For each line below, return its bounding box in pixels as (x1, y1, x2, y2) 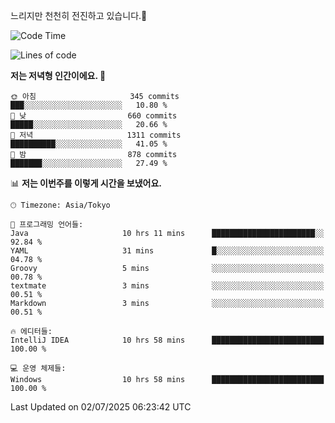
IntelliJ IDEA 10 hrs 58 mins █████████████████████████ (10, 335, 325, 345)
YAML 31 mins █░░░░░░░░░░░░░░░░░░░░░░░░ (10, 246, 325, 256)
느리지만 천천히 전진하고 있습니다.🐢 (10, 10, 148, 21)
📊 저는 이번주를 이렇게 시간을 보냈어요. (10, 177, 163, 189)
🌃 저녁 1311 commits (10, 130, 182, 140)
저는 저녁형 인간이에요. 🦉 (10, 70, 107, 81)
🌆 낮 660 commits (10, 111, 178, 121)
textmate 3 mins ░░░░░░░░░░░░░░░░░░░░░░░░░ (10, 281, 325, 291)
